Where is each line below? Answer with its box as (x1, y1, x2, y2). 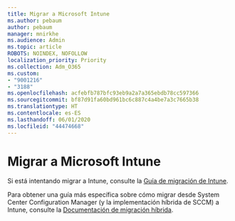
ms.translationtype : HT (7, 103, 78, 110)
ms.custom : (7, 70, 40, 77)
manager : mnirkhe (7, 30, 59, 38)
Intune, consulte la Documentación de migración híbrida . (7, 205, 174, 214)
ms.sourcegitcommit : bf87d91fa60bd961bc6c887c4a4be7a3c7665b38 (7, 97, 199, 104)
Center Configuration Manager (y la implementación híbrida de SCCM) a (7, 198, 219, 207)
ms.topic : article (7, 43, 62, 50)
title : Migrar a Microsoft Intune (7, 10, 110, 18)
